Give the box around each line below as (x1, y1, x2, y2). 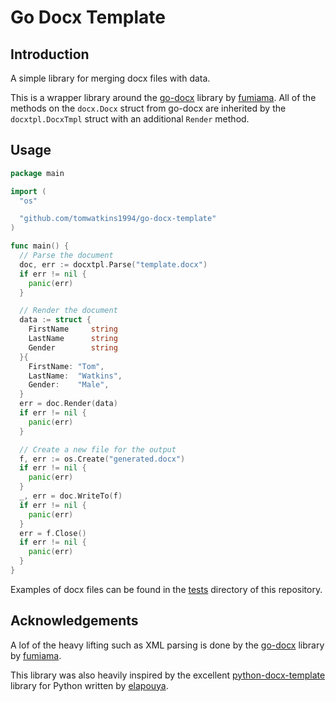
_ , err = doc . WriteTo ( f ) (19, 491, 123, 501)
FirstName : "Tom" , (28, 361, 105, 371)
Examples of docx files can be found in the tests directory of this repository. (10, 583, 323, 595)
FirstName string (28, 324, 118, 335)
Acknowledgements (10, 612, 139, 630)
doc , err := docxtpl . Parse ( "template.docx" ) (19, 259, 208, 270)
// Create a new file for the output (19, 444, 177, 455)
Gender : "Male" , (28, 380, 110, 390)
